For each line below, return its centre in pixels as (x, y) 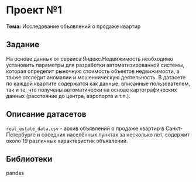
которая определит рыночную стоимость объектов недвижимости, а (93, 71)
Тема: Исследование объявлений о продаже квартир (73, 26)
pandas (15, 173)
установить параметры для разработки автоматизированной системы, (95, 65)
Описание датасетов (46, 114)
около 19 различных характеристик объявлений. (67, 141)
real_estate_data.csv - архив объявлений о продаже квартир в (85, 128)
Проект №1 (34, 10)
